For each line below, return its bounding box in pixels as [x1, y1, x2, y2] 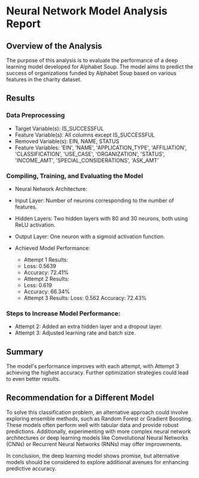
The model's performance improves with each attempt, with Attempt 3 [6, 363, 179, 370]
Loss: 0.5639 [23, 262, 57, 269]
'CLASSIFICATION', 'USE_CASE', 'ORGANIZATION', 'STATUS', [14, 150, 166, 157]
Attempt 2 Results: [23, 275, 70, 282]
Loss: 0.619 [23, 281, 52, 288]
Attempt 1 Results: [23, 256, 69, 263]
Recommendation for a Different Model [6, 393, 154, 403]
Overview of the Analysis [6, 41, 103, 51]
